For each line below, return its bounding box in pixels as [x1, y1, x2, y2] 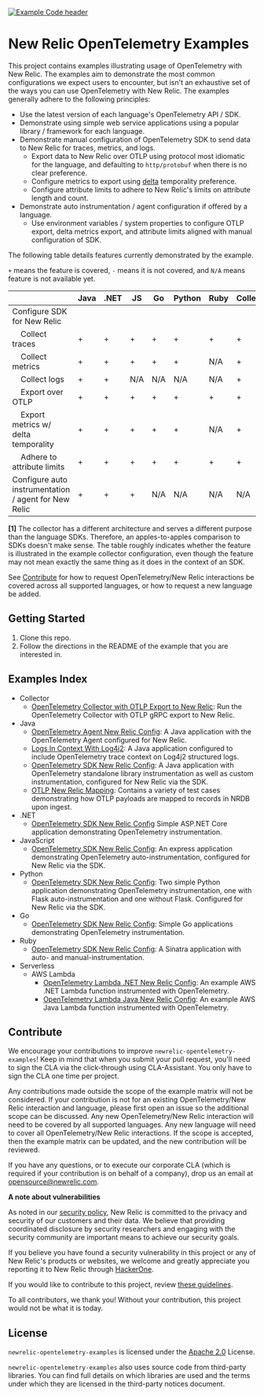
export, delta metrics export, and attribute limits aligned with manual [31, 227, 253, 236]
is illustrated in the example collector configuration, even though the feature [8, 548, 254, 558]
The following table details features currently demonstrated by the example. [8, 250, 254, 260]
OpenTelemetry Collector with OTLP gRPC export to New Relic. [31, 710, 236, 719]
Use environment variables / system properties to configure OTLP [31, 218, 245, 227]
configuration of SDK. [31, 235, 102, 244]
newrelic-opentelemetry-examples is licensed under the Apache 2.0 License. [8, 1347, 255, 1357]
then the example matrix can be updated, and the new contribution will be [8, 1137, 247, 1147]
